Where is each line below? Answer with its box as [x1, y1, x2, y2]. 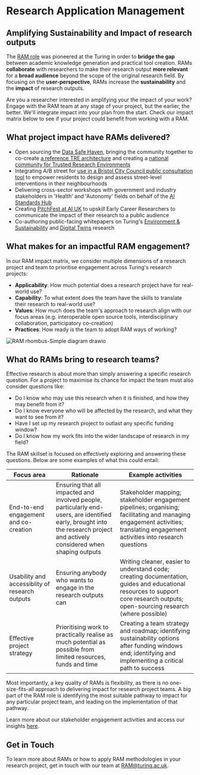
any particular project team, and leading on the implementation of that [6, 698, 178, 705]
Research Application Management [6, 4, 185, 18]
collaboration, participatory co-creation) [14, 319, 114, 326]
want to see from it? [14, 413, 64, 421]
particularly [55, 503, 88, 512]
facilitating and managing [120, 511, 190, 519]
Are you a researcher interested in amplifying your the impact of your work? [6, 97, 192, 103]
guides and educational [120, 580, 186, 588]
